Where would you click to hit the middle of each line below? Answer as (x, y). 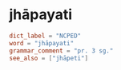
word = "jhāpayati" (42, 43)
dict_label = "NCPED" (45, 36)
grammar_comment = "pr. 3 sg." (61, 51)
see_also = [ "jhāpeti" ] (49, 58)
